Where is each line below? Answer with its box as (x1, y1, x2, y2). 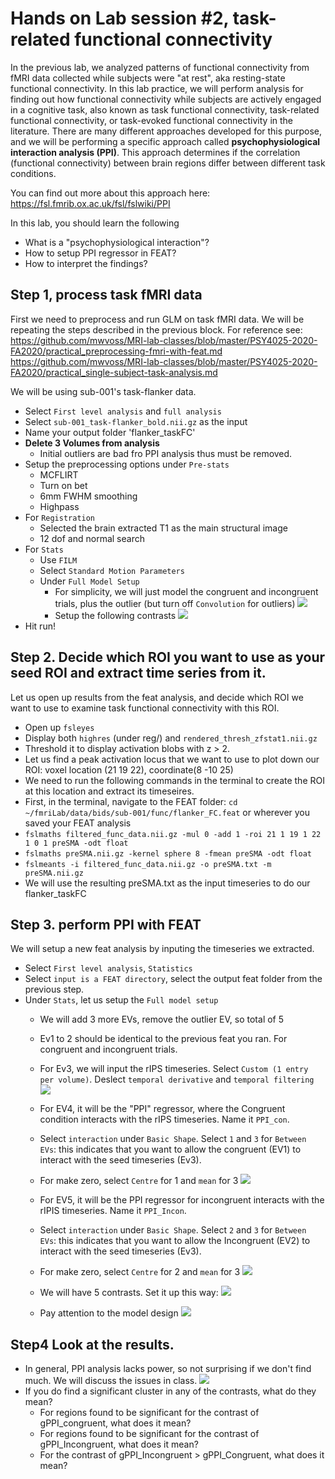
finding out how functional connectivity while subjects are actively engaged (10, 93, 322, 105)
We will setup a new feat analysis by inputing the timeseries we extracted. (10, 943, 315, 955)
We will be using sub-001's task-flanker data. (10, 385, 197, 397)
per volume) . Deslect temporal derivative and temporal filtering (39, 1073, 315, 1086)
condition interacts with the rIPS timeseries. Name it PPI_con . (39, 1113, 290, 1126)
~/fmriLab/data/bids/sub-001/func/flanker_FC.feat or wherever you (24, 806, 311, 818)
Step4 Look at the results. (10, 1336, 175, 1353)
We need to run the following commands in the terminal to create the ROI (24, 774, 325, 786)
